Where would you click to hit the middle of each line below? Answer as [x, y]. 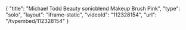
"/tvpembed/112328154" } [37, 21]
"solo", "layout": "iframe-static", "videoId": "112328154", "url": [81, 15]
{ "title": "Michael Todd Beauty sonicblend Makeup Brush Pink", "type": [93, 9]
